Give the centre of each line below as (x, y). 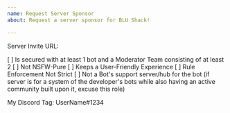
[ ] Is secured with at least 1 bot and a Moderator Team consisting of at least (116, 59)
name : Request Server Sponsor (51, 14)
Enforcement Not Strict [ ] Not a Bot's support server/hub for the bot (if (108, 74)
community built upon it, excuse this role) (66, 89)
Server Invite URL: (33, 46)
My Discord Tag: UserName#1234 (55, 102)
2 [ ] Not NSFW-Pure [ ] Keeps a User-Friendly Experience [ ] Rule (101, 67)
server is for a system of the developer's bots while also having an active (112, 81)
